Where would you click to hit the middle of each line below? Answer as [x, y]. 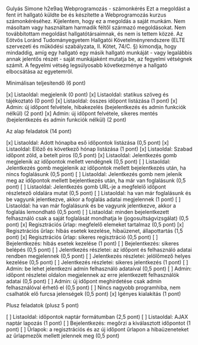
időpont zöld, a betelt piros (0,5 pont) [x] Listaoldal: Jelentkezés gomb [92, 155]
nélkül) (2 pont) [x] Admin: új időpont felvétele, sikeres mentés [82, 113]
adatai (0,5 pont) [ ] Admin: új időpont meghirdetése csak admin [84, 281]
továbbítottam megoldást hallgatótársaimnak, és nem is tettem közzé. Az [95, 34]
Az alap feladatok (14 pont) [39, 131]
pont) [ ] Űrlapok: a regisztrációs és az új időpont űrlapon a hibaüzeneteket [98, 329]
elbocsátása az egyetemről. [40, 71]
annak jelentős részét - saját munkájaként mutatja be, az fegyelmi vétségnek [99, 59]
